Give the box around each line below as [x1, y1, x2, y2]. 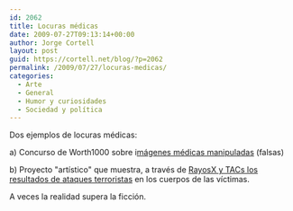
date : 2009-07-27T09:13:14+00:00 [9, 30, 135, 39]
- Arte [17, 80, 42, 89]
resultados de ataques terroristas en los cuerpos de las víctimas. [9, 174, 250, 185]
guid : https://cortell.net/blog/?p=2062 [9, 55, 164, 64]
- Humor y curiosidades [17, 96, 106, 106]
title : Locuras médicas [9, 22, 99, 31]
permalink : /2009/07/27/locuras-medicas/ [9, 64, 168, 73]
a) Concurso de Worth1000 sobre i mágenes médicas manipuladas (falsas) [9, 147, 285, 158]
